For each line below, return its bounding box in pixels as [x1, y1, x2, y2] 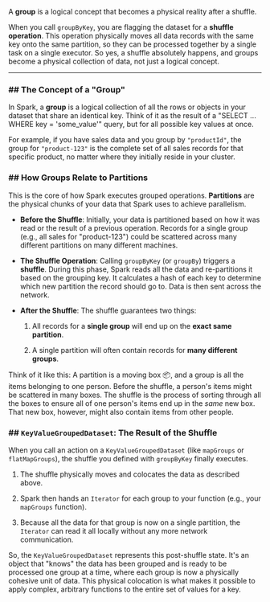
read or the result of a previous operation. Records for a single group [19, 223, 248, 232]
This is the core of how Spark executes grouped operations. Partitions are [8, 190, 255, 200]
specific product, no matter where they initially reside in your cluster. [8, 152, 235, 162]
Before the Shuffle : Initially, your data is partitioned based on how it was [19, 215, 260, 224]
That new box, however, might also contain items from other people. [8, 407, 235, 416]
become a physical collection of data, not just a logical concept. [8, 56, 219, 66]
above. [19, 477, 43, 487]
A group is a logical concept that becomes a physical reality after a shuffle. [8, 7, 257, 16]
